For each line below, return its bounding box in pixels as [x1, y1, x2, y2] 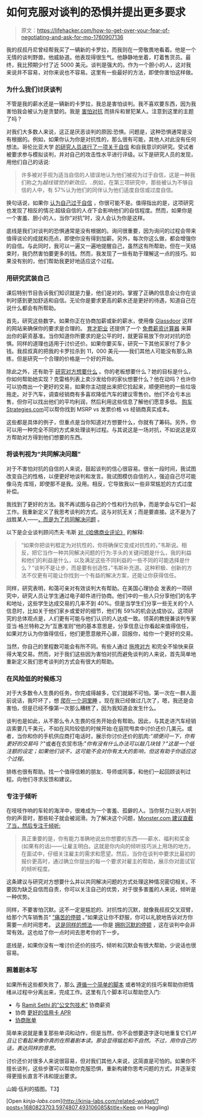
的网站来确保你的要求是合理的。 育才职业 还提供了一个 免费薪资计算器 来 [6, 324, 187, 332]
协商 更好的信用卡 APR [14, 1009, 71, 1016]
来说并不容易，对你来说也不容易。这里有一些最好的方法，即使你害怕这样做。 [6, 68, 196, 76]
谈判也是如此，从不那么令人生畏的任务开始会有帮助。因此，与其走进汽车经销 [6, 718, 196, 725]
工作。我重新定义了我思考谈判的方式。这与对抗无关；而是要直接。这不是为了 [6, 508, 196, 515]
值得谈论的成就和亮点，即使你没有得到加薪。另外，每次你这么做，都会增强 [6, 235, 191, 242]
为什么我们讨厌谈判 [6, 85, 62, 94]
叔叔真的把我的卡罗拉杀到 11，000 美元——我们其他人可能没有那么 [22, 347, 187, 355]
